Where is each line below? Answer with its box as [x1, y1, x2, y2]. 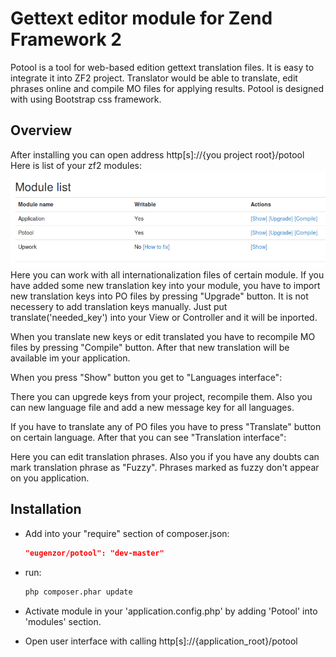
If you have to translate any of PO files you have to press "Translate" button [10, 421, 322, 433]
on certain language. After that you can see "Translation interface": [10, 432, 287, 444]
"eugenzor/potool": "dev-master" [24, 548, 165, 558]
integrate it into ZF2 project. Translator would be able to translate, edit [10, 72, 298, 84]
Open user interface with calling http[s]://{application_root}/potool [24, 635, 298, 647]
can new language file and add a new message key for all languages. [10, 402, 295, 414]
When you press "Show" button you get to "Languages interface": [10, 372, 283, 384]
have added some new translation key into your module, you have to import [10, 280, 321, 292]
